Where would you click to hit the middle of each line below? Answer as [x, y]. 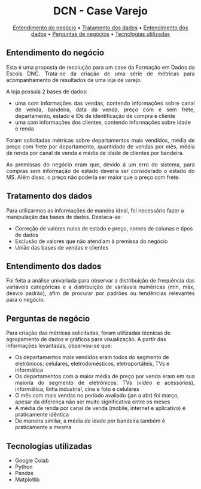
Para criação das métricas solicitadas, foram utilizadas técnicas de [89, 333]
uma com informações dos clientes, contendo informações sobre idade [103, 122]
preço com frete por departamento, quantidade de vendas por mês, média [100, 146]
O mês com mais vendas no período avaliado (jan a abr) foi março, [97, 396]
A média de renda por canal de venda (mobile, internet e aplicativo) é [100, 408]
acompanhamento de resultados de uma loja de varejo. [74, 80]
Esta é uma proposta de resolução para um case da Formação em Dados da [100, 67]
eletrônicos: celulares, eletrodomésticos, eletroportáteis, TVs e [92, 364]
